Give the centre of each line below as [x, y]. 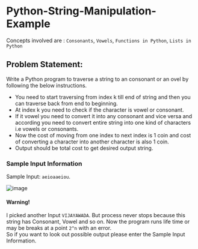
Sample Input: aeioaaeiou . [39, 177]
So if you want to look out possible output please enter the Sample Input [96, 235]
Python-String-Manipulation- [81, 11]
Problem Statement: [45, 64]
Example [28, 24]
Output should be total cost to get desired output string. [84, 148]
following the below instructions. [47, 85]
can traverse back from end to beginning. [67, 103]
